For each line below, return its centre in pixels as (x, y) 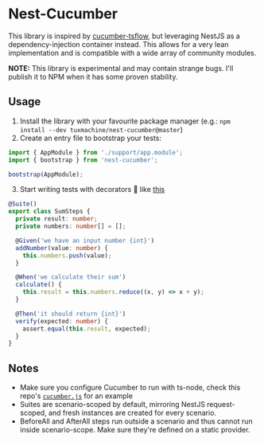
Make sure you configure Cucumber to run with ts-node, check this (130, 388)
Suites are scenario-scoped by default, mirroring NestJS (112, 405)
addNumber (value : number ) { (62, 248)
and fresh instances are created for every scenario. (132, 413)
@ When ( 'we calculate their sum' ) (71, 277)
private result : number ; (56, 219)
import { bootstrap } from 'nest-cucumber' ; (83, 160)
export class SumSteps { (49, 212)
